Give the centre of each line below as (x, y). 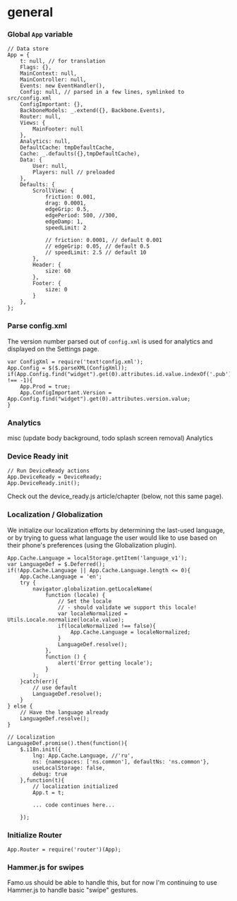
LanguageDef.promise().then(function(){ (68, 743)
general (30, 12)
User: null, (50, 167)
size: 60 (58, 271)
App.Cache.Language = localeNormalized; (130, 632)
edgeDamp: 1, (64, 222)
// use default (55, 688)
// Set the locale (85, 601)
